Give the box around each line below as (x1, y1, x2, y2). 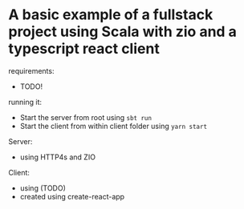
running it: (8, 97, 43, 107)
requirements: (8, 66, 55, 75)
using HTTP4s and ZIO (19, 152, 96, 162)
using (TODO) (19, 183, 66, 193)
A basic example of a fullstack (8, 6, 213, 24)
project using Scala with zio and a (8, 22, 237, 41)
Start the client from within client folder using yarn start (19, 121, 207, 131)
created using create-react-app (19, 191, 125, 201)
